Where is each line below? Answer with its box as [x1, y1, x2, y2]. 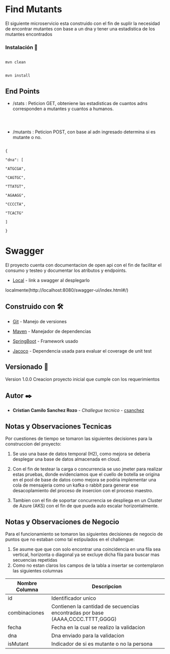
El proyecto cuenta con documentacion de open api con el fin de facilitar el [5, 262, 162, 268]
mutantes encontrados [5, 31, 53, 37]
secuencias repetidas [12, 557, 58, 563]
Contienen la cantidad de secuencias [51, 603, 140, 610]
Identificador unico [51, 595, 96, 602]
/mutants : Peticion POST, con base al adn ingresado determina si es [12, 129, 156, 135]
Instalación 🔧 [5, 44, 38, 51]
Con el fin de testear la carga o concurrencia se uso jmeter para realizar [12, 466, 163, 472]
